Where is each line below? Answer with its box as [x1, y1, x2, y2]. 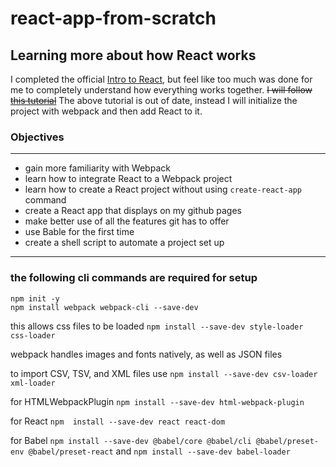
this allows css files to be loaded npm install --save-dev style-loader [10, 320, 304, 332]
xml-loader [10, 378, 56, 388]
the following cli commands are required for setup [10, 271, 258, 285]
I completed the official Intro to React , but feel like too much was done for [10, 73, 313, 85]
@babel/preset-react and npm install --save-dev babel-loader [28, 445, 291, 457]
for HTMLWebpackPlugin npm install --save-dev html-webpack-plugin [10, 395, 305, 407]
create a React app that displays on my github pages [24, 205, 242, 217]
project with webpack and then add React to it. [10, 105, 203, 117]
